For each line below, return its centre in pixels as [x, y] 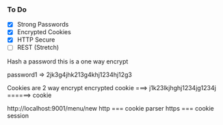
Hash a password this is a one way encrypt [68, 61]
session [18, 115]
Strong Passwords [43, 25]
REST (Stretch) [38, 47]
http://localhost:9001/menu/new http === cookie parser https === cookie [110, 108]
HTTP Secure [36, 40]
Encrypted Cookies [44, 32]
